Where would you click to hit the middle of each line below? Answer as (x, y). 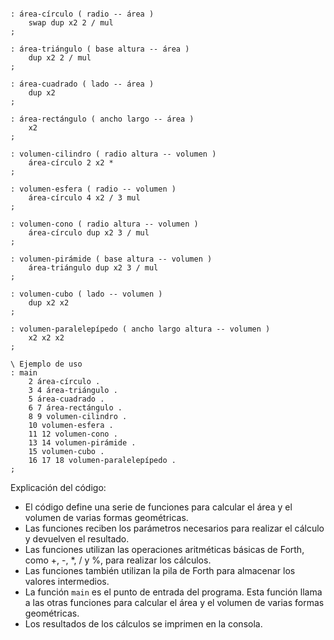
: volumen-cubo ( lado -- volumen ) (86, 294)
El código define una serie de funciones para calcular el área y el (158, 507)
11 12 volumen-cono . (73, 434)
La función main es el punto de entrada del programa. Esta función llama (173, 592)
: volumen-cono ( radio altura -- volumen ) (104, 224)
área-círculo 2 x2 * (71, 163)
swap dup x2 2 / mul (71, 23)
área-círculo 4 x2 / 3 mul (84, 198)
